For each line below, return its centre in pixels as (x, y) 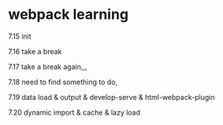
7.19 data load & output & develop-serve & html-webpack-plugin (111, 97)
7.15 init (20, 36)
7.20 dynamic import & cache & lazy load (74, 112)
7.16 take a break (35, 51)
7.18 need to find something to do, (63, 82)
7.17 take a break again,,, (48, 66)
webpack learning (68, 15)
